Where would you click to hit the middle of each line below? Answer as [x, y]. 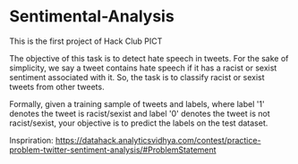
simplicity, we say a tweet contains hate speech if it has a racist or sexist [143, 68]
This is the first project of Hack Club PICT [86, 41]
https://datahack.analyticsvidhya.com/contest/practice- [158, 140]
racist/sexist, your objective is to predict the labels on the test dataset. [139, 123]
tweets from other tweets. [57, 86]
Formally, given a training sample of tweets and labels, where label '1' [137, 103]
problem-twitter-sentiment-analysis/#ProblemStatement [113, 150]
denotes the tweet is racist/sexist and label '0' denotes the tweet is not [140, 113]
